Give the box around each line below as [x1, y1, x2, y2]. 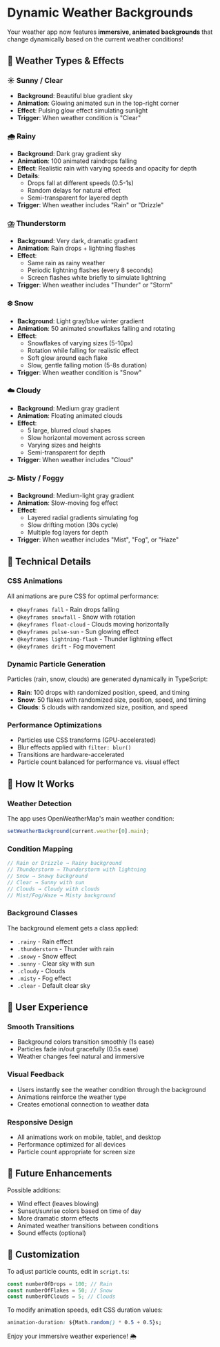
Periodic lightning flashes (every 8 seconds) [27, 266, 153, 274]
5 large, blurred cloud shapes [27, 426, 112, 434]
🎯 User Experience [7, 1002, 88, 1013]
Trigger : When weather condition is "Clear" [17, 113, 141, 122]
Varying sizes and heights [27, 441, 101, 449]
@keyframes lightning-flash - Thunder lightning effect [17, 634, 173, 643]
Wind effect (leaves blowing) [17, 1199, 99, 1207]
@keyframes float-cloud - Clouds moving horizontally [17, 620, 170, 628]
